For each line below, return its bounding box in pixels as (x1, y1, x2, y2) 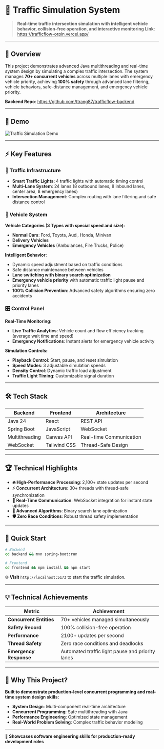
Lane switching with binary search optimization (12, 272, 111, 278)
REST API (80, 417, 102, 424)
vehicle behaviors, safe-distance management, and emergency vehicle (5, 83, 148, 90)
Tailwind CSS (45, 441, 76, 448)
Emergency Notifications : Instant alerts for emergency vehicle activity (12, 338, 155, 344)
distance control (12, 199, 45, 205)
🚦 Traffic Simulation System (5, 4, 121, 16)
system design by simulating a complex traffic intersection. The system (5, 68, 148, 74)
